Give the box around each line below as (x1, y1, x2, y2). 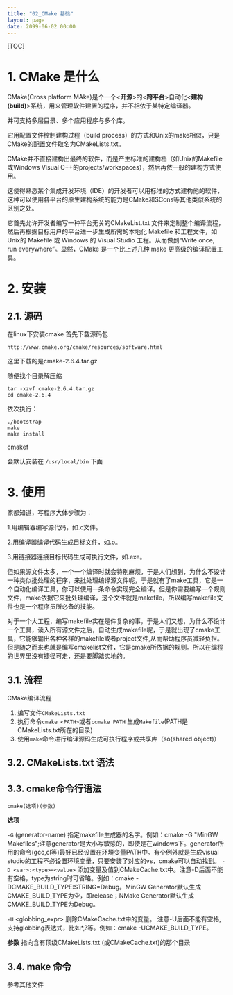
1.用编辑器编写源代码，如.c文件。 (7, 523, 102, 532)
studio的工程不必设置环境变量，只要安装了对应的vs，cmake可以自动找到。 (7, 857, 221, 865)
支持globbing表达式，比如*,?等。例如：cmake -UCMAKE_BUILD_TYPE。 (7, 923, 213, 932)
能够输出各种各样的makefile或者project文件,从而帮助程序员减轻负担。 (25, 634, 223, 643)
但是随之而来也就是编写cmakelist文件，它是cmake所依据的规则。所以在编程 (7, 643, 224, 652)
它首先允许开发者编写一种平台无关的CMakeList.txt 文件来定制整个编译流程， (7, 219, 225, 227)
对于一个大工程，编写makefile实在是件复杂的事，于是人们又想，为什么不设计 (7, 617, 226, 625)
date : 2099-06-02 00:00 (7, 23, 76, 30)
